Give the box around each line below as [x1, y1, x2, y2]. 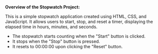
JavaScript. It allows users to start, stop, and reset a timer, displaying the [5, 19, 153, 24]
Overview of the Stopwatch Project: [5, 4, 80, 10]
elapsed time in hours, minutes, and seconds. [5, 24, 98, 30]
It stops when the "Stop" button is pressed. [12, 38, 100, 44]
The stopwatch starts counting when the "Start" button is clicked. [12, 34, 146, 39]
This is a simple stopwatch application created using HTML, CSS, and [5, 14, 147, 19]
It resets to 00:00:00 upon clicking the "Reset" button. [12, 44, 123, 49]
